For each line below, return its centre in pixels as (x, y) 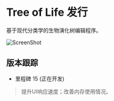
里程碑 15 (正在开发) (40, 79)
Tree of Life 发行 (47, 12)
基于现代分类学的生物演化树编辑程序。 (54, 30)
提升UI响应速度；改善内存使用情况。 (66, 91)
